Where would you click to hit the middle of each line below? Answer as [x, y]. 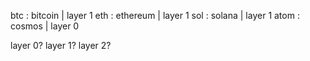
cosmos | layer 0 [45, 26]
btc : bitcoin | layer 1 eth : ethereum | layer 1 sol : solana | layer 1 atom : [155, 15]
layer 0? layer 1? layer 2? [61, 45]
